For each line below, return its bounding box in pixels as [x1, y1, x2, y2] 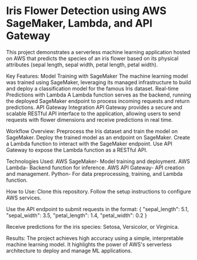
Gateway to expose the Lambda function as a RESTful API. [6, 146, 148, 154]
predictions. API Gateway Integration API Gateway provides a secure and [6, 104, 182, 111]
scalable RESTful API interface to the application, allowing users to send [6, 110, 181, 117]
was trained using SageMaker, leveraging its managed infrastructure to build [6, 78, 191, 86]
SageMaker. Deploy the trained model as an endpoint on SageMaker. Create [6, 134, 190, 141]
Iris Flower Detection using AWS [6, 4, 166, 18]
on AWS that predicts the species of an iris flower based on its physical [6, 55, 179, 62]
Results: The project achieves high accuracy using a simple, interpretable [6, 234, 184, 242]
